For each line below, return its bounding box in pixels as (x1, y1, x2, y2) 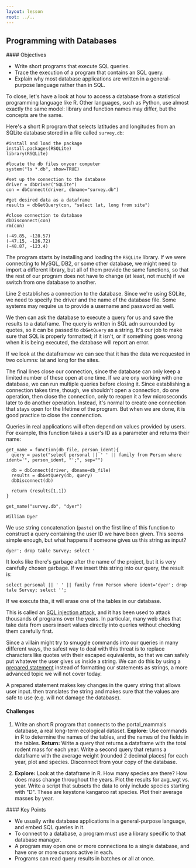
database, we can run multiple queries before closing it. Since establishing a (6, 380, 190, 388)
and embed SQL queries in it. (14, 823, 85, 830)
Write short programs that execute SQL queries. (14, 63, 130, 70)
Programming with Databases (6, 36, 117, 46)
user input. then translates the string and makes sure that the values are (6, 688, 180, 695)
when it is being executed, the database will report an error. (6, 339, 150, 346)
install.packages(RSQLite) (6, 146, 72, 152)
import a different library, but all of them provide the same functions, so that (6, 266, 189, 273)
